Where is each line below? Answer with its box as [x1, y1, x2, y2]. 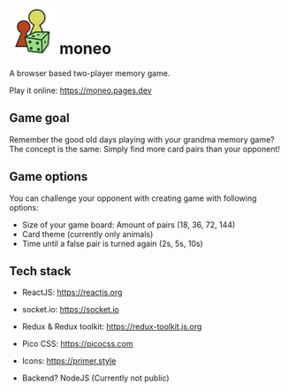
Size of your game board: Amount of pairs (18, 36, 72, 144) [21, 219, 236, 230]
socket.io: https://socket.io [21, 304, 119, 315]
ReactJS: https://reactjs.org [21, 287, 123, 298]
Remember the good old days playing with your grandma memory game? [9, 134, 275, 144]
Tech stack [9, 264, 72, 279]
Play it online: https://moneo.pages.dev [9, 85, 152, 96]
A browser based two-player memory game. [9, 67, 171, 78]
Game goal [9, 111, 70, 126]
